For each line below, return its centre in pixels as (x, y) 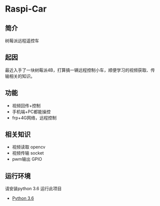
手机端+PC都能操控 (31, 112)
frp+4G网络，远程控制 (34, 118)
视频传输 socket (28, 153)
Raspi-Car (26, 9)
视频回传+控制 (26, 105)
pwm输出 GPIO (27, 159)
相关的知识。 (22, 76)
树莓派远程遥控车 (22, 41)
